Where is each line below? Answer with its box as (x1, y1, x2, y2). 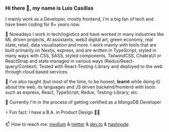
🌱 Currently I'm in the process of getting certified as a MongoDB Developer (5, 99, 161, 105)
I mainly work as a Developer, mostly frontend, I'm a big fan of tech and (5, 16, 154, 22)
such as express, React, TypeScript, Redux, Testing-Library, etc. (5, 90, 139, 96)
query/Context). (5, 63, 38, 70)
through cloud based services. (5, 69, 69, 75)
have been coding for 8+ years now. (5, 21, 81, 27)
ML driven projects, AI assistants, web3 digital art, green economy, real (5, 36, 153, 42)
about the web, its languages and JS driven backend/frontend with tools (5, 84, 155, 90)
